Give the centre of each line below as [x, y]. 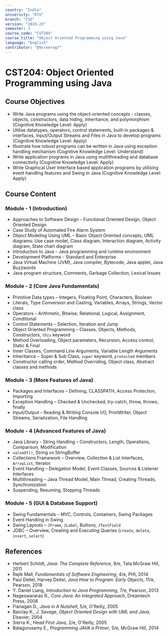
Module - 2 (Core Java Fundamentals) [52, 286]
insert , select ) [28, 536]
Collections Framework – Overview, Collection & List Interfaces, [78, 458]
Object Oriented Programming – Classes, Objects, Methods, [74, 329]
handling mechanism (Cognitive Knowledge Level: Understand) [78, 151]
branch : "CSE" [20, 19]
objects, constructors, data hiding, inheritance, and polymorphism [81, 119]
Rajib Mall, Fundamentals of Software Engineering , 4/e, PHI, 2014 [80, 574]
